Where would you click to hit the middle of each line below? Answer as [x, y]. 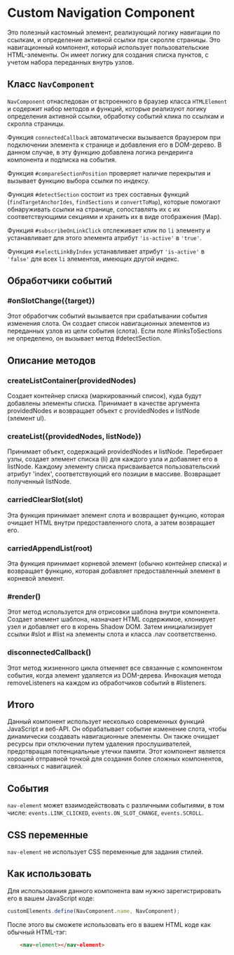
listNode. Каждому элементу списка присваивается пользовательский [114, 467]
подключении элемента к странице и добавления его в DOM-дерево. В [115, 145]
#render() [24, 596]
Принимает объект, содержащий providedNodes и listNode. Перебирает [115, 452]
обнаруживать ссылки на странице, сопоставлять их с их [94, 209]
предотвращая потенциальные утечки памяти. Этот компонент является [116, 751]
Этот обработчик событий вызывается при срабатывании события [108, 316]
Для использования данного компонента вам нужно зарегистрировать [115, 890]
